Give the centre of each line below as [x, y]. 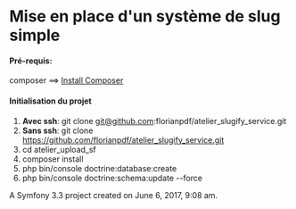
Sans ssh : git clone [58, 130]
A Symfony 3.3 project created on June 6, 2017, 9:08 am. [114, 195]
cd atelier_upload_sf [59, 149]
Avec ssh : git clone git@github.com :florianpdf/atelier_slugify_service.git [154, 121]
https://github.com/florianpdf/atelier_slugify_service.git [123, 139]
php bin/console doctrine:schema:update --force [112, 178]
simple [35, 35]
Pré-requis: [31, 61]
